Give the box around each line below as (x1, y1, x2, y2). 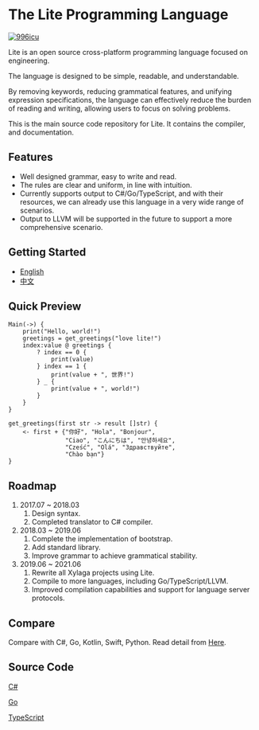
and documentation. (8, 127, 74, 137)
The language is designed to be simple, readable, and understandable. (8, 71, 240, 80)
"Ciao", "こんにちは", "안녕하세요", (64, 436, 176, 445)
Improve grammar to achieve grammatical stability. (31, 551, 198, 560)
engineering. (8, 56, 50, 65)
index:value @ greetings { (22, 342, 112, 349)
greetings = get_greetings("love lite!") (22, 334, 161, 343)
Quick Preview (8, 299, 82, 313)
